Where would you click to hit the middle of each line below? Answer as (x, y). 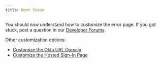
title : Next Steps (25, 10)
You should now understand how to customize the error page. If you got (80, 24)
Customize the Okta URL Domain (47, 49)
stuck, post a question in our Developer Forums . (55, 30)
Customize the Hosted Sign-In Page (50, 55)
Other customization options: (36, 40)
